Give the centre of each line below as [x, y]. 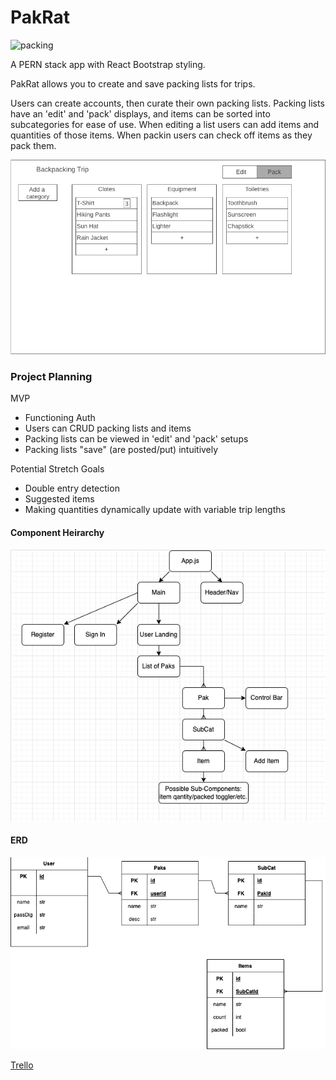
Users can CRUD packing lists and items [108, 428]
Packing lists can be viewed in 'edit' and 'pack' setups [136, 439]
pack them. [33, 145]
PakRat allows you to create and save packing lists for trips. [133, 83]
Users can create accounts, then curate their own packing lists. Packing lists [167, 103]
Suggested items [59, 499]
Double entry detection [72, 488]
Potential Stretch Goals [57, 469]
